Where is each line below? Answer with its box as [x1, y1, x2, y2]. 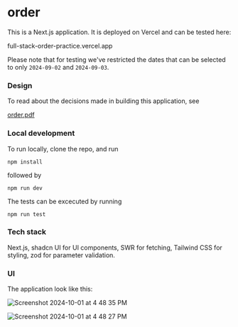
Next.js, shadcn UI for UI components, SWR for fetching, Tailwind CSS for [7, 243, 222, 252]
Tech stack [7, 227, 46, 237]
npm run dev [7, 184, 43, 192]
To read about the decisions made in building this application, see [7, 97, 200, 105]
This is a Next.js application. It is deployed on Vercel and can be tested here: [7, 28, 232, 36]
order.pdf [7, 111, 35, 119]
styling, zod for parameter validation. [7, 250, 116, 259]
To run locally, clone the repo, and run [7, 144, 119, 153]
